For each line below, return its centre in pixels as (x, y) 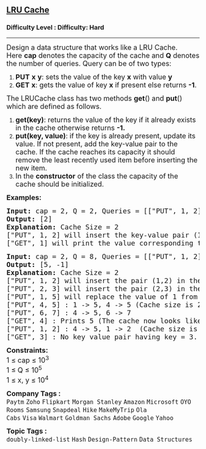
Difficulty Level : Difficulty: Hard (55, 28)
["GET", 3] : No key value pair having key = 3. (102, 337)
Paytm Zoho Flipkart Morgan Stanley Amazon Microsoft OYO (99, 402)
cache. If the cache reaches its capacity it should (95, 152)
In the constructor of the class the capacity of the (97, 176)
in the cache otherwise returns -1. (70, 128)
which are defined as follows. (54, 106)
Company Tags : (34, 393)
